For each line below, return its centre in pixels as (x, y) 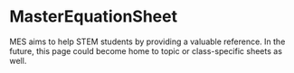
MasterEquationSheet (94, 17)
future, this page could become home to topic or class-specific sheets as (146, 50)
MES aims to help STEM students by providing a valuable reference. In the (147, 41)
